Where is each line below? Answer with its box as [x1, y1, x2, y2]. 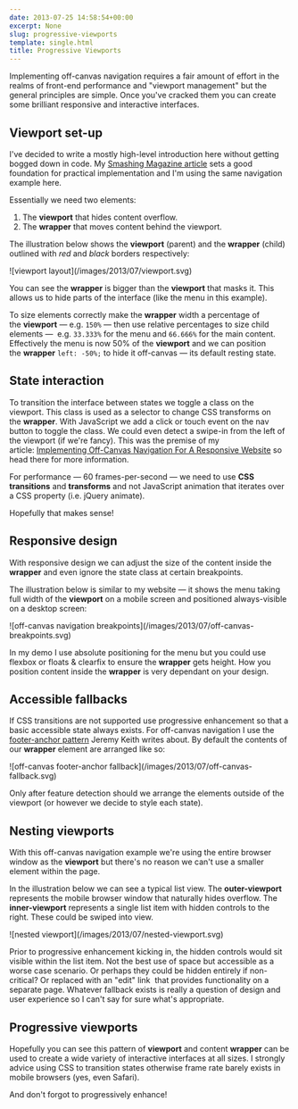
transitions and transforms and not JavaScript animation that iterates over [9, 480, 285, 491]
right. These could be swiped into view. [9, 912, 153, 922]
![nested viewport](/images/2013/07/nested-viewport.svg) [9, 930, 224, 940]
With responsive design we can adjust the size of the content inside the [9, 557, 272, 568]
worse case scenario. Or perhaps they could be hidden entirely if [9, 965, 248, 976]
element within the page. [9, 866, 101, 877]
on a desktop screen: [9, 603, 87, 613]
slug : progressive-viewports [9, 29, 118, 38]
